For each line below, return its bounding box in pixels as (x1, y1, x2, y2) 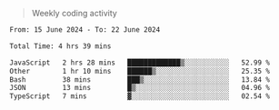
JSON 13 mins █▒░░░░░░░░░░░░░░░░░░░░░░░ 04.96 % (9, 84, 271, 93)
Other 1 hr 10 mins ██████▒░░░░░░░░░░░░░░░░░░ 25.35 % (9, 66, 271, 75)
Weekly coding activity (31, 8, 118, 18)
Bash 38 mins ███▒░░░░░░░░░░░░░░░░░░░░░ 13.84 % (9, 75, 271, 85)
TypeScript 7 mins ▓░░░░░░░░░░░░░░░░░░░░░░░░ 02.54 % (9, 92, 271, 101)
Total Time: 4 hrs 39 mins (9, 41, 112, 51)
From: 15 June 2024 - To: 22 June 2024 (9, 25, 161, 35)
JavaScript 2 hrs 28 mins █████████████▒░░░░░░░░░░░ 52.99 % (9, 58, 271, 67)
